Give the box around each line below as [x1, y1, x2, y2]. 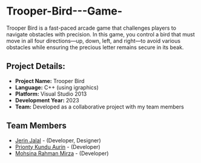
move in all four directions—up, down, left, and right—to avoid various [6, 37, 180, 44]
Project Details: [6, 61, 65, 72]
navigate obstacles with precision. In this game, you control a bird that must [6, 30, 195, 38]
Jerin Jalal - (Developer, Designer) [15, 136, 101, 144]
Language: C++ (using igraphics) [15, 84, 99, 91]
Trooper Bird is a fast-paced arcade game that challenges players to [6, 24, 177, 32]
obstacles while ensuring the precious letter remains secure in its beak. [6, 44, 184, 51]
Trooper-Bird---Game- [6, 4, 123, 18]
